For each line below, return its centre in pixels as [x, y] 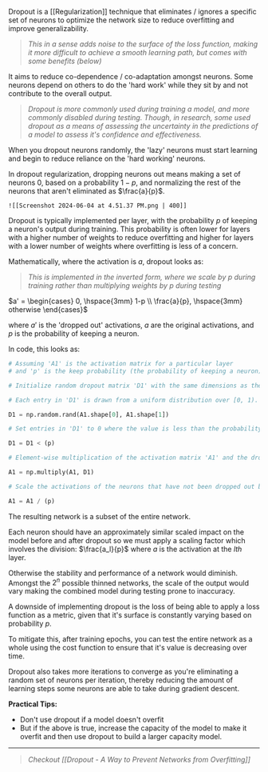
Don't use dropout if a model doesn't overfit [92, 720]
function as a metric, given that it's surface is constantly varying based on [130, 615]
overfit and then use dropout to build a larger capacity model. [121, 737]
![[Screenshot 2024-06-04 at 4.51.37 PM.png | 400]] [98, 206]
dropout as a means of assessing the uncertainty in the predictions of [143, 126]
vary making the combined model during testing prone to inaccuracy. [122, 591]
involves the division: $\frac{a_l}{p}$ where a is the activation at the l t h [125, 549]
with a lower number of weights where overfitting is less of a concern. [123, 246]
